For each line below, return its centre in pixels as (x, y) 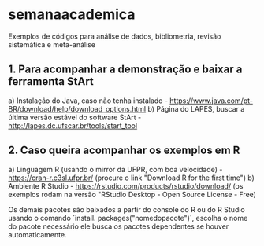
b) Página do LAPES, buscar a (196, 108)
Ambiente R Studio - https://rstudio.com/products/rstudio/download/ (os (126, 185)
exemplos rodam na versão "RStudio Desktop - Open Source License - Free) (132, 194)
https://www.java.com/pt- (211, 101)
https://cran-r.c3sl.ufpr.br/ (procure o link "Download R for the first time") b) (131, 178)
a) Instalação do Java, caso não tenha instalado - (88, 101)
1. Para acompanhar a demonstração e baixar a (125, 70)
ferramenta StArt (51, 81)
